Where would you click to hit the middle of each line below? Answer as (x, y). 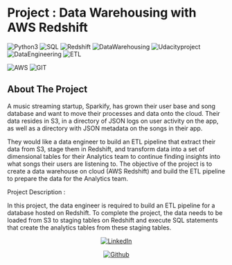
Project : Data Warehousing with (102, 13)
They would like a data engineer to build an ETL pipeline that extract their (111, 142)
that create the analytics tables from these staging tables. (89, 228)
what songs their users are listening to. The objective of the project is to (110, 164)
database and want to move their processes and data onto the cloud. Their (114, 113)
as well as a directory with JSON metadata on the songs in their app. (105, 128)
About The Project (47, 89)
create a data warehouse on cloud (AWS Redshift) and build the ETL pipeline (116, 171)
